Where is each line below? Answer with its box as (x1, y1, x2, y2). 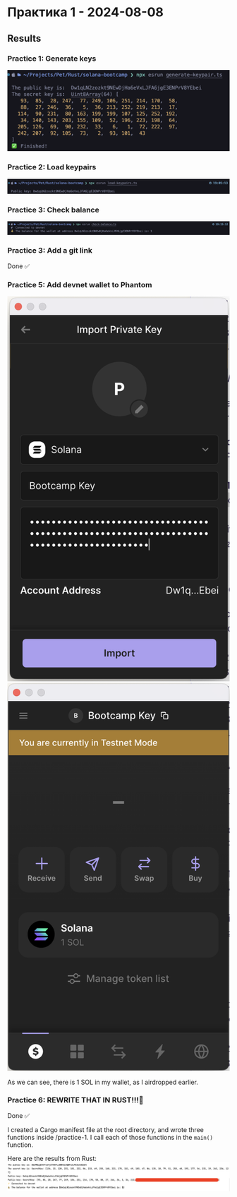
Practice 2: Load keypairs (7, 162, 97, 172)
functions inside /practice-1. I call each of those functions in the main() (7, 1133, 214, 1141)
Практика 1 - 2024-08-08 (7, 4, 164, 20)
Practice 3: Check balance (7, 205, 100, 215)
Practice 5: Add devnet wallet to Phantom (7, 279, 152, 289)
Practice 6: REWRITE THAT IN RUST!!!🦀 (7, 1095, 144, 1105)
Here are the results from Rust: (7, 1154, 97, 1162)
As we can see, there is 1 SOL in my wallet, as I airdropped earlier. (7, 1078, 199, 1086)
